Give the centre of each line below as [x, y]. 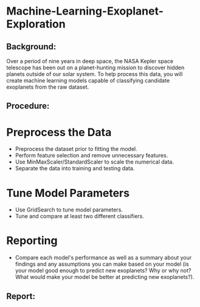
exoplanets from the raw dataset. [48, 87]
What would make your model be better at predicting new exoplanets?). [105, 277]
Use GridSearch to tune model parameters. [69, 210]
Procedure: [28, 106]
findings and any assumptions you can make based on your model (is [102, 264]
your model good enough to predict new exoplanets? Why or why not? [103, 271]
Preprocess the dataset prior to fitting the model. [76, 149]
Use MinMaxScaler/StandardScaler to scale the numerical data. [95, 162]
